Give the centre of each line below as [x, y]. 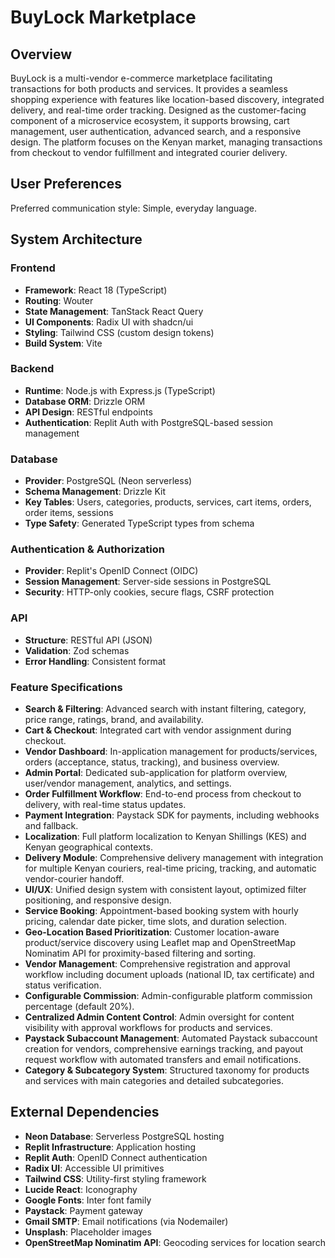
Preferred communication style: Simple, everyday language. [133, 208]
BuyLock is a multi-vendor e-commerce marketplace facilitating [141, 78]
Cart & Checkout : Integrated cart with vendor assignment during [158, 730]
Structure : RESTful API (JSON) [88, 640]
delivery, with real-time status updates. [105, 804]
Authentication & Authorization [87, 549]
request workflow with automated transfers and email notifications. [163, 1059]
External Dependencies [85, 1112]
